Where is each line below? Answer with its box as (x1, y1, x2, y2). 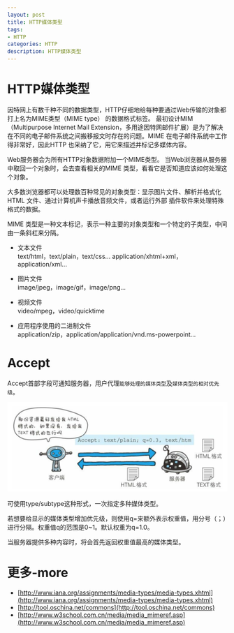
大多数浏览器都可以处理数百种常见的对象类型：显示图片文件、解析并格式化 (7, 187, 221, 195)
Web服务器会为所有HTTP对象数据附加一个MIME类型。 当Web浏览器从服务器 (7, 155, 227, 163)
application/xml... (17, 260, 68, 268)
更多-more (7, 565, 68, 581)
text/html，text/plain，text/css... (17, 252, 111, 260)
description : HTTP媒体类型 (7, 48, 82, 55)
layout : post (7, 11, 45, 18)
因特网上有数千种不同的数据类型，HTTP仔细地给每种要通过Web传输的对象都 (7, 105, 227, 114)
